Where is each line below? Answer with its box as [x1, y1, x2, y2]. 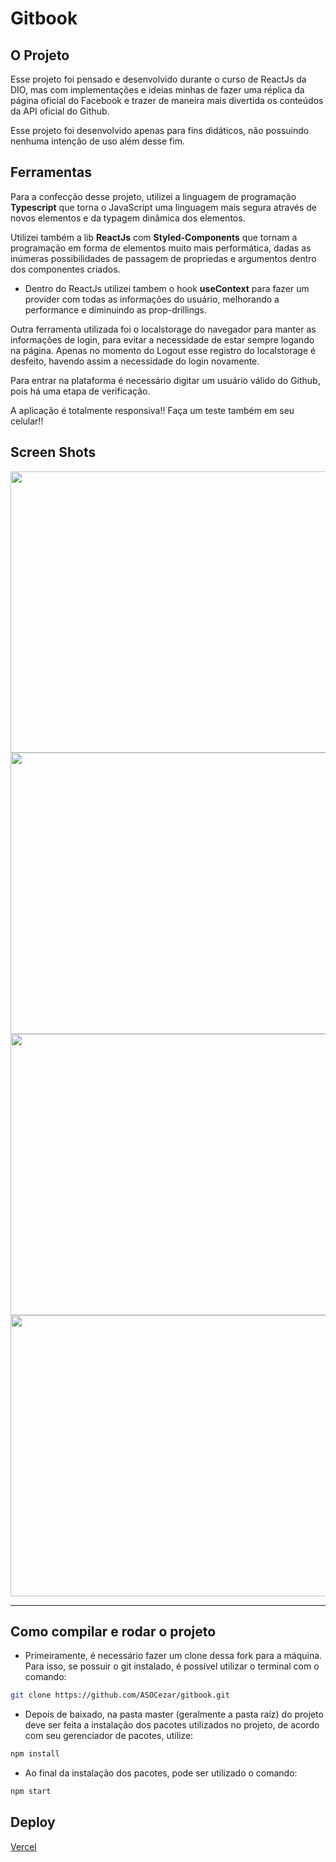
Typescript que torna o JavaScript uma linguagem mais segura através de [10, 201, 318, 213]
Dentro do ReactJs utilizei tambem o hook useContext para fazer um [24, 282, 310, 294]
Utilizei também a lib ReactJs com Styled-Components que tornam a [10, 231, 298, 243]
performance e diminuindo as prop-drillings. [24, 303, 208, 316]
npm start [10, 1787, 52, 1797]
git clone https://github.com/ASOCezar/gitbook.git [10, 1690, 230, 1701]
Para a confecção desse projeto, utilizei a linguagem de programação [10, 190, 297, 202]
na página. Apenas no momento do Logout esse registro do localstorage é [10, 344, 317, 356]
